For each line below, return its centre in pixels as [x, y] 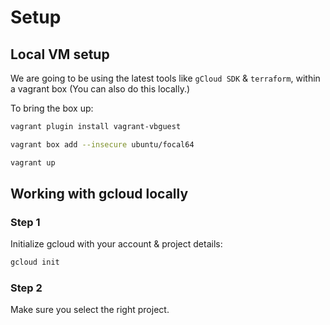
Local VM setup [60, 54]
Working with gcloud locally [99, 194]
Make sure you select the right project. [90, 310]
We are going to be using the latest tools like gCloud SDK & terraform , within [165, 78]
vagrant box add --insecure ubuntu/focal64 [102, 144]
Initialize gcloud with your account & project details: [116, 244]
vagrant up [33, 162]
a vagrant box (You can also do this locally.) [100, 89]
